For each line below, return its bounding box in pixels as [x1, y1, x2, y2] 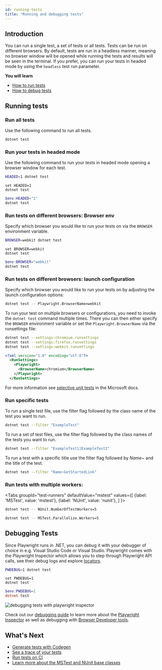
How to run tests [12, 83, 46, 88]
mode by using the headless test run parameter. [5, 64, 101, 69]
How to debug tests [12, 87, 52, 93]
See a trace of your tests [12, 649, 62, 655]
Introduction [5, 30, 44, 38]
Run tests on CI [12, 654, 43, 660]
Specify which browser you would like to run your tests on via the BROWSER [5, 223, 153, 229]
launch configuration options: [5, 292, 64, 298]
